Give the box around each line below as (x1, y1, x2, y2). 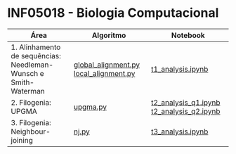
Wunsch (11, 68, 39, 78)
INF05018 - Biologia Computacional (7, 5, 219, 21)
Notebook (171, 30, 205, 40)
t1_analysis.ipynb (150, 64, 209, 74)
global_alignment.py (73, 60, 140, 70)
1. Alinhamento (11, 42, 61, 52)
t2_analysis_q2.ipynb (150, 106, 221, 116)
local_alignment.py (73, 68, 136, 78)
